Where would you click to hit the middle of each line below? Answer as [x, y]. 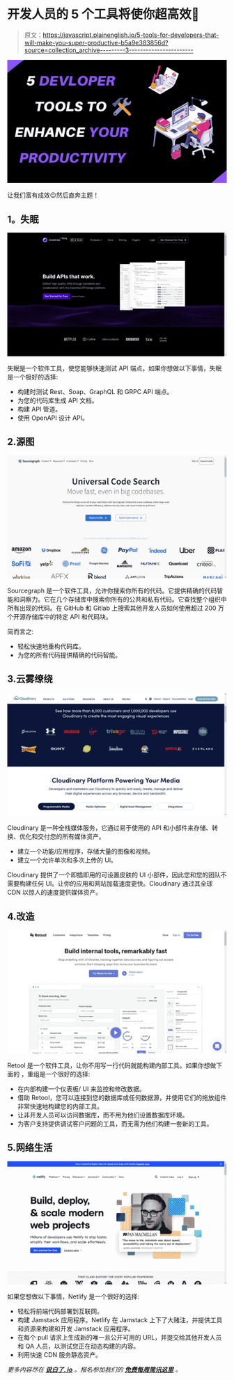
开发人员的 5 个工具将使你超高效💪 [103, 14]
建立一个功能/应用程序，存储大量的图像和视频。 [86, 852]
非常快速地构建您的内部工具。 [60, 1106]
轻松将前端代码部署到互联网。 [60, 1311]
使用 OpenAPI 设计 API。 [53, 418]
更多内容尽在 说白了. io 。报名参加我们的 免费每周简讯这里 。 [94, 1370]
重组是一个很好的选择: [58, 1074]
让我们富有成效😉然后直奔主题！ [53, 195]
